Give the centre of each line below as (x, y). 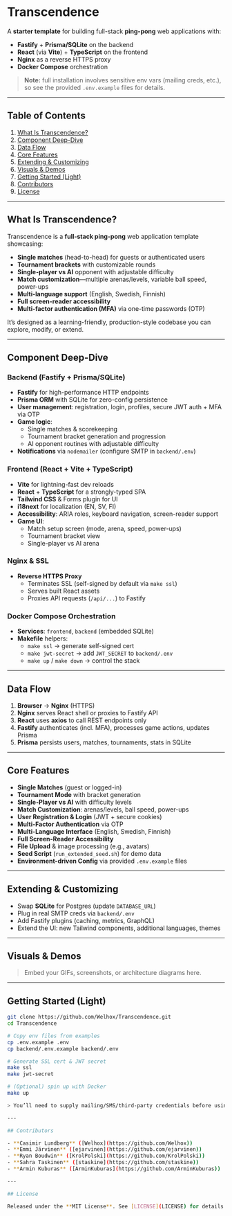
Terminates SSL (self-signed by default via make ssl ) (102, 583)
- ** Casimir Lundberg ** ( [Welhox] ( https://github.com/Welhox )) (100, 1143)
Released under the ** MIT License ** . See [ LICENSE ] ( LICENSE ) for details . (117, 1206)
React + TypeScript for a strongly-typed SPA (81, 492)
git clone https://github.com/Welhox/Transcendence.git (89, 1017)
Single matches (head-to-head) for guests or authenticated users (111, 257)
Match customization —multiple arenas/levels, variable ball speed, (112, 279)
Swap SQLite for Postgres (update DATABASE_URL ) (87, 906)
